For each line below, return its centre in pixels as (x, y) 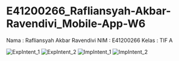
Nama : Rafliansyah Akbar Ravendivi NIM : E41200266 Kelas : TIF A (89, 40)
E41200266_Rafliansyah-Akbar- (89, 11)
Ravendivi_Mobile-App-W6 (76, 24)
